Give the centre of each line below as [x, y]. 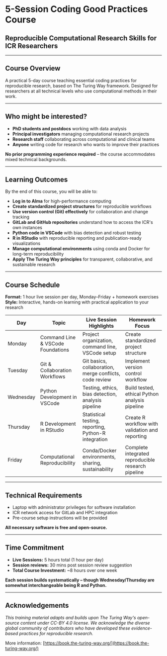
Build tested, [140, 388]
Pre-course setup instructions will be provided [60, 518]
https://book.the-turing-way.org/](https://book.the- [97, 643]
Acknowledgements [37, 606]
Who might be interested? [46, 117]
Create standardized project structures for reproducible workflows [82, 206]
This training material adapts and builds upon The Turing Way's [71, 617]
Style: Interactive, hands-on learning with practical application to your [77, 302]
